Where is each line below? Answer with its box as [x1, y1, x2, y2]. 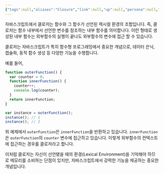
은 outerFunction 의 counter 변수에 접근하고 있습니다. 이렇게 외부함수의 [5, 135, 142, 141]
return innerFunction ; [9, 97, 56, 102]
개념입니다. [5, 164, 26, 170]
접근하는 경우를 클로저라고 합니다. [10, 141, 74, 147]
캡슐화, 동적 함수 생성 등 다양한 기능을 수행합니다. [5, 50, 99, 56]
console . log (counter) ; [14, 88, 60, 93]
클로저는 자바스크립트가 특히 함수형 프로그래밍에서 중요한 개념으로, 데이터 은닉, [5, 43, 155, 49]
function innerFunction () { [9, 79, 67, 84]
